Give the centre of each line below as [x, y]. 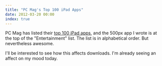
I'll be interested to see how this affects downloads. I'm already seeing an [81, 53]
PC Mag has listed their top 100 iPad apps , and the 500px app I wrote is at [81, 33]
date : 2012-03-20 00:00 [30, 14]
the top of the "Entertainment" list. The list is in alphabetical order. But [77, 38]
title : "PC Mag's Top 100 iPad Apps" [44, 10]
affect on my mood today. [32, 59]
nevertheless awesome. [30, 44]
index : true [17, 19]
